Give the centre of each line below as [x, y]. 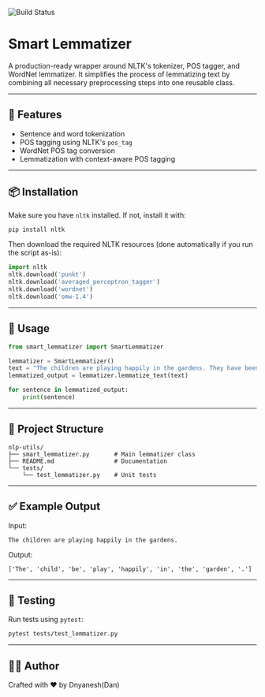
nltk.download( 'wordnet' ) [50, 289]
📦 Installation [43, 192]
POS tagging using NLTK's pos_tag [76, 142]
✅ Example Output [54, 507]
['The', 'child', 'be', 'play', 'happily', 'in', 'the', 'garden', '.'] [130, 569]
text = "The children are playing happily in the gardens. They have [125, 368]
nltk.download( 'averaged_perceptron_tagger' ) [84, 282]
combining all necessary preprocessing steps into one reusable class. [121, 82]
